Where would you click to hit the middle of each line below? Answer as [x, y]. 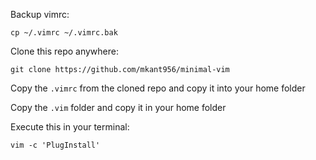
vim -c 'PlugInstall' [55, 145]
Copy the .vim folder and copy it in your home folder [118, 107]
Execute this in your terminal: [70, 127]
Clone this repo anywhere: [64, 51]
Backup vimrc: [40, 14]
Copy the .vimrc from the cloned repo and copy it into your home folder [158, 88]
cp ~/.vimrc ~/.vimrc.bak [64, 33]
